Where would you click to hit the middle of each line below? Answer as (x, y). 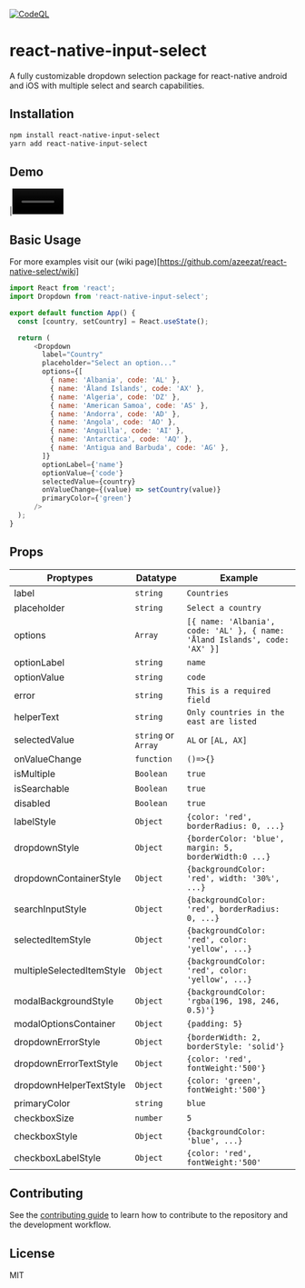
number (149, 1118)
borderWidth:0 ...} (228, 856)
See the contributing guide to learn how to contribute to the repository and (149, 1215)
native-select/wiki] (44, 272)
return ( (34, 338)
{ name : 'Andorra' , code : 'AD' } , (115, 414)
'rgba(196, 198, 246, (233, 1001)
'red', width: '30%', (233, 878)
